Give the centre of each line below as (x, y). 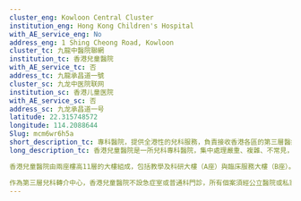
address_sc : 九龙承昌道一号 (57, 109)
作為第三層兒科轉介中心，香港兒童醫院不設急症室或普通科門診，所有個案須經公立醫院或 (146, 183)
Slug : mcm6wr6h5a (42, 134)
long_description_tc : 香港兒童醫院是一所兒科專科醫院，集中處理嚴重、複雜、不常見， (151, 150)
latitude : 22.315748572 (54, 117)
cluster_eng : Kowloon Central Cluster (82, 17)
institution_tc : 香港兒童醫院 (61, 59)
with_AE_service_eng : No (56, 34)
